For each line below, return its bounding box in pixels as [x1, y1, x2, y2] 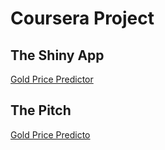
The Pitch [10, 102, 72, 119]
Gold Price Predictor [10, 73, 94, 85]
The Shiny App [10, 47, 105, 64]
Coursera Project [10, 7, 155, 30]
